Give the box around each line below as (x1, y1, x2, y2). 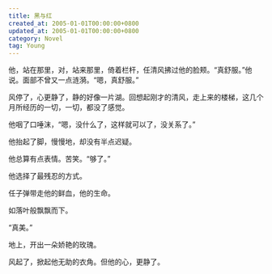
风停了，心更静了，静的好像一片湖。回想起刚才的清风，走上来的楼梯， (8, 92, 243, 102)
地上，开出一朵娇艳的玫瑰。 (8, 240, 101, 250)
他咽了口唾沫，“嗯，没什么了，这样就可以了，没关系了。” (8, 120, 196, 129)
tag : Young (8, 42, 45, 50)
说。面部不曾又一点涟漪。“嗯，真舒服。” (8, 75, 139, 85)
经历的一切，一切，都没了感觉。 (22, 103, 130, 112)
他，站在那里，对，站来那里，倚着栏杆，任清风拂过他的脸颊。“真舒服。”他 (8, 65, 253, 75)
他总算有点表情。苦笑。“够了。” (8, 154, 111, 164)
